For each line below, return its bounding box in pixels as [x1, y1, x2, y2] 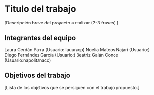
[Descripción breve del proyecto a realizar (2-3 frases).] [4, 20, 119, 25]
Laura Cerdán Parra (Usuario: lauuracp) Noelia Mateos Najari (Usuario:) [4, 47, 150, 52]
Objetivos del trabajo [4, 71, 70, 80]
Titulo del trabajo [4, 3, 76, 15]
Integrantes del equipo [4, 34, 76, 42]
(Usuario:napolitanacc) [4, 57, 51, 63]
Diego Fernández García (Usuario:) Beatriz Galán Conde [4, 52, 119, 58]
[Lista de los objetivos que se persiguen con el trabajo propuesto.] [4, 84, 140, 90]
